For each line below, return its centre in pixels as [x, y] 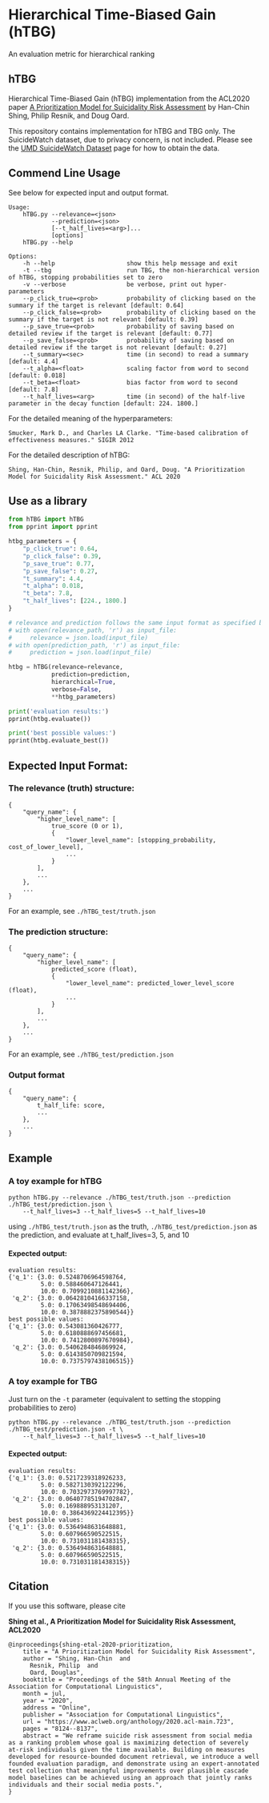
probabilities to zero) [42, 1407]
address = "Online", [57, 1708]
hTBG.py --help [48, 242]
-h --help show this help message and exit [130, 263]
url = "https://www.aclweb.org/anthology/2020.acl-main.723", [128, 1721]
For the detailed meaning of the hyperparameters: [90, 418]
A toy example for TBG [53, 1382]
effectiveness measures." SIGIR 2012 [71, 440]
